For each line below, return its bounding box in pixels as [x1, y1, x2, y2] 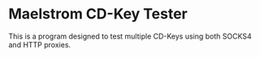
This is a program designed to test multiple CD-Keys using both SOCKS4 [8, 31, 252, 41]
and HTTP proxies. [8, 39, 71, 49]
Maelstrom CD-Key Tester [8, 5, 188, 23]
